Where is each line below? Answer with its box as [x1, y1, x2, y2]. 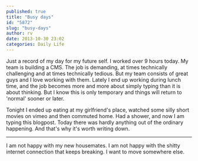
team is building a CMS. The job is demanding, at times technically [6, 63, 168, 71]
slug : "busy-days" [6, 25, 51, 31]
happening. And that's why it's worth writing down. [6, 125, 130, 132]
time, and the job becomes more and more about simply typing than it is [6, 82, 181, 89]
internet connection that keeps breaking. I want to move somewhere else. [6, 148, 184, 155]
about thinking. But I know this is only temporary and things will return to [6, 89, 182, 96]
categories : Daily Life [6, 42, 65, 48]
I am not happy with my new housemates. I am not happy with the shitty [6, 142, 181, 149]
